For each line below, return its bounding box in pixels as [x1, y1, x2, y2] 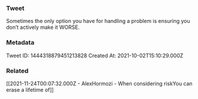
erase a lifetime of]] [6, 86, 54, 93]
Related [6, 67, 29, 75]
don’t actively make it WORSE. [6, 24, 80, 31]
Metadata [6, 38, 34, 47]
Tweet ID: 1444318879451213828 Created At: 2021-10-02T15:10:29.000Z [6, 52, 184, 59]
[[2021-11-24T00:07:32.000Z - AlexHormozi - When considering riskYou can [6, 80, 193, 87]
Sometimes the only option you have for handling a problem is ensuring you [6, 18, 190, 25]
